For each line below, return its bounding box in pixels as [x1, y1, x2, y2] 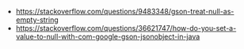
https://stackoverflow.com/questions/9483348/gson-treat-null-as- [15, 7, 234, 16]
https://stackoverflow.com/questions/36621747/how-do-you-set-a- [15, 24, 237, 32]
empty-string [15, 15, 59, 24]
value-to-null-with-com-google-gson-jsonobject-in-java [15, 32, 200, 41]
